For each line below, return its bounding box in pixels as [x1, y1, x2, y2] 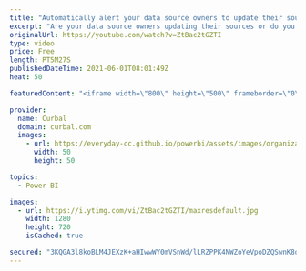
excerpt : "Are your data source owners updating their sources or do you [9, 22, 296, 31]
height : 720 [25, 223, 71, 232]
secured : [9, 247, 43, 256]
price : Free [9, 47, 55, 56]
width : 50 [33, 147, 71, 157]
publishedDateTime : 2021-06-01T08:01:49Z [9, 65, 169, 74]
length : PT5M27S [9, 55, 71, 65]
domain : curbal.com [17, 122, 92, 132]
